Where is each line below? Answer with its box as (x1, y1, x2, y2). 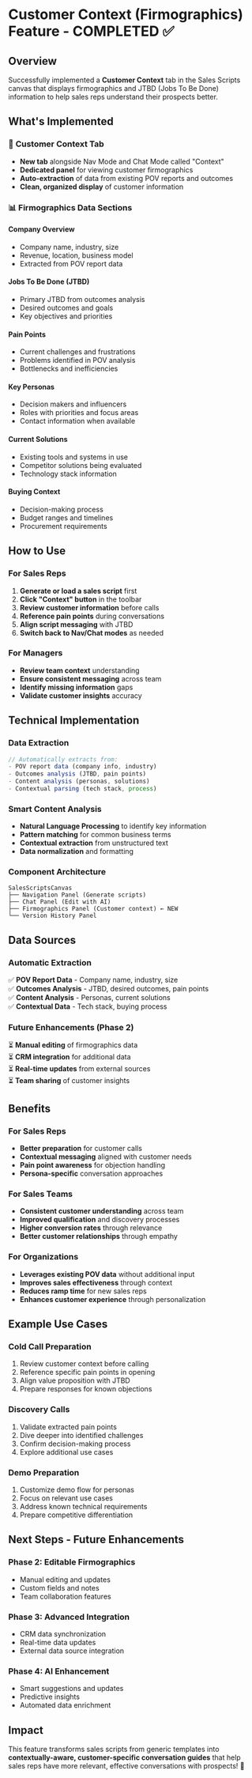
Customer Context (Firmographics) (8, 6, 243, 24)
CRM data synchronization (19, 1629, 107, 1638)
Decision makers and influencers (19, 399, 127, 409)
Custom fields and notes (19, 1583, 100, 1592)
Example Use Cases (8, 1318, 108, 1331)
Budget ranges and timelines (19, 512, 114, 523)
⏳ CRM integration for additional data (8, 1052, 132, 1062)
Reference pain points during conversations (19, 611, 164, 621)
